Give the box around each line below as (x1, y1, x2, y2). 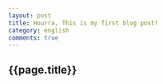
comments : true (8, 33, 59, 42)
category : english (8, 26, 69, 34)
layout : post (8, 11, 52, 20)
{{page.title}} (8, 63, 77, 76)
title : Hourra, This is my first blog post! (8, 19, 159, 27)
